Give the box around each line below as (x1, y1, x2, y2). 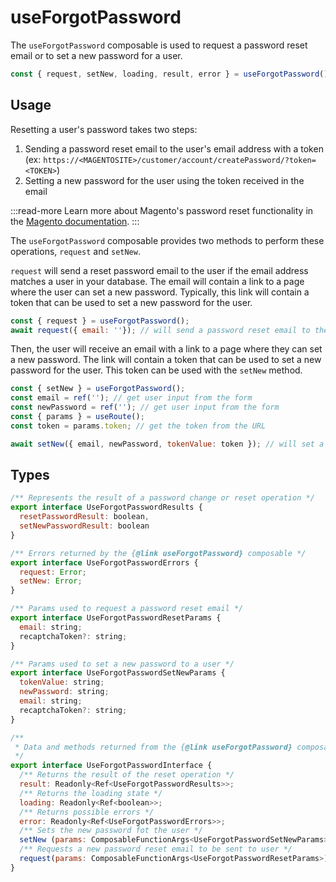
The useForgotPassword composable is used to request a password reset (10, 39, 308, 51)
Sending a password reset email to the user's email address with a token (24, 142, 324, 155)
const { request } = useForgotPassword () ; (10, 316, 190, 326)
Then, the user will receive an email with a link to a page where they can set (10, 343, 323, 355)
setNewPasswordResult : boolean (19, 521, 150, 531)
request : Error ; (19, 567, 87, 577)
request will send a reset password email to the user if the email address (10, 264, 309, 276)
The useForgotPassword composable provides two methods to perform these (10, 234, 325, 246)
